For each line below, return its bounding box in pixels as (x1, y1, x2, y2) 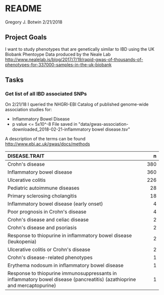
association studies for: (5, 107, 52, 113)
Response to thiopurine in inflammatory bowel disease (7, 232, 132, 239)
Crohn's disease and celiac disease (7, 216, 89, 223)
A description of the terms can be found (5, 136, 85, 142)
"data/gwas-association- (78, 121, 128, 127)
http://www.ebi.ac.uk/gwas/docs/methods (5, 141, 90, 147)
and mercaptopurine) (7, 282, 56, 289)
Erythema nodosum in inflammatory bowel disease (7, 262, 123, 269)
